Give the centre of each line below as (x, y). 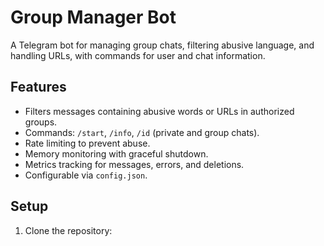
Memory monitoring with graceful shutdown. (116, 153)
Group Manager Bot (93, 17)
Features (38, 87)
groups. (41, 122)
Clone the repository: (68, 230)
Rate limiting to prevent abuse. (87, 143)
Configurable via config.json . (86, 175)
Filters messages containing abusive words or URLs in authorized (159, 111)
